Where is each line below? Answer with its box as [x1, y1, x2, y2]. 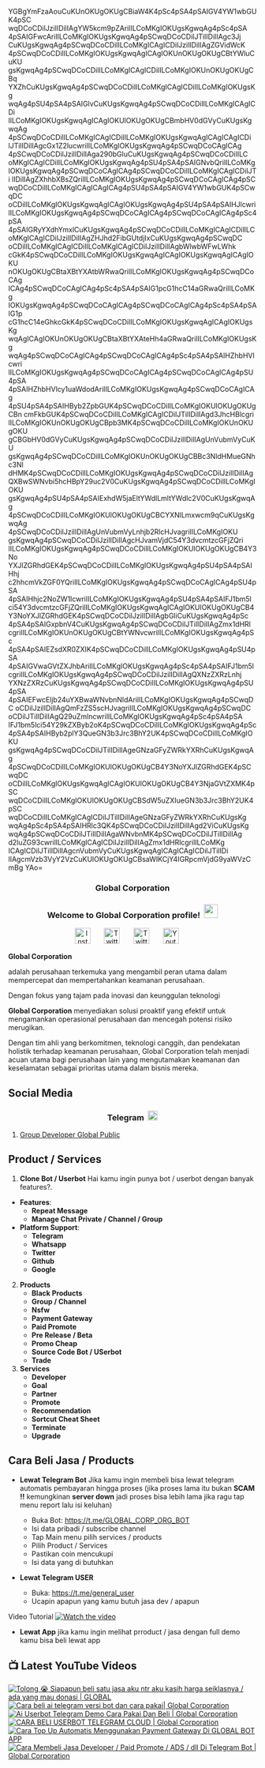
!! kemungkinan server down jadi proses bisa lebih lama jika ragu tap [19, 1492, 244, 1501]
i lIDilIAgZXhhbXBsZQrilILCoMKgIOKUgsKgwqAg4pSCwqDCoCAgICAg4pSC [8, 175, 256, 184]
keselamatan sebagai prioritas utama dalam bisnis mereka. [8, 1063, 199, 1073]
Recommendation [31, 1405, 91, 1415]
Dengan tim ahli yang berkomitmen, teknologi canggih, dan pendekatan [8, 1038, 241, 1048]
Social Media [8, 1086, 73, 1100]
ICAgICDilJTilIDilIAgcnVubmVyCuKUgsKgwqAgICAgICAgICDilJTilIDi [8, 846, 229, 856]
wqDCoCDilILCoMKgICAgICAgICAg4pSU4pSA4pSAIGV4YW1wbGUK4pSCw [8, 183, 256, 192]
